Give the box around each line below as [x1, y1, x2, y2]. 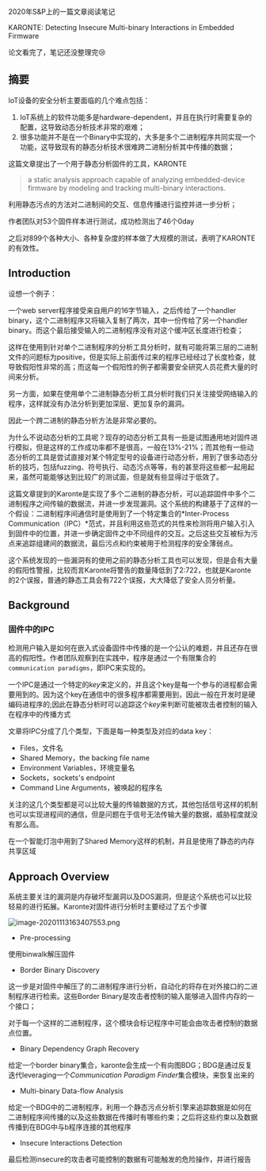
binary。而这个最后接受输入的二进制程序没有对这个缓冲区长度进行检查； [8, 325, 244, 335]
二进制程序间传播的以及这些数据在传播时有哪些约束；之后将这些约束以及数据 [8, 1112, 258, 1122]
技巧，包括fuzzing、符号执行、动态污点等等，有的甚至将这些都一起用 [21, 462, 248, 472]
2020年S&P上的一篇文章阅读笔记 [8, 7, 116, 16]
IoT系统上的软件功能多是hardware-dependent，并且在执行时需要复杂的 [19, 112, 252, 121]
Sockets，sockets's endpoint [19, 773, 116, 783]
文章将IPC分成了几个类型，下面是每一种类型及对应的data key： [8, 726, 214, 736]
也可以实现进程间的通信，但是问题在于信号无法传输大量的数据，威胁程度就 [8, 809, 251, 819]
